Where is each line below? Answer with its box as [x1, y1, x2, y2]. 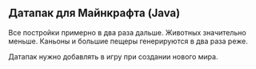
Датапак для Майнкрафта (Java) [8, 6, 181, 20]
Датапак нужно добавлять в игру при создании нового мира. [8, 51, 218, 61]
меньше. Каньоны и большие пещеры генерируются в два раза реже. [8, 36, 248, 46]
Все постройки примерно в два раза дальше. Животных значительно [8, 27, 246, 37]
